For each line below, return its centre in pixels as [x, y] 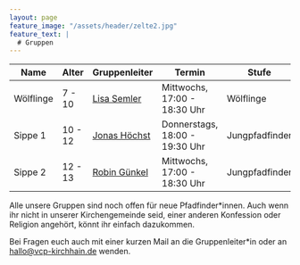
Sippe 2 [30, 172]
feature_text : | [39, 34]
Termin [190, 72]
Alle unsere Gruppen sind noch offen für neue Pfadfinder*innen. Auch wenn [149, 205]
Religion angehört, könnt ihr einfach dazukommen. [102, 225]
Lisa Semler [117, 99]
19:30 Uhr [183, 146]
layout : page [33, 17]
